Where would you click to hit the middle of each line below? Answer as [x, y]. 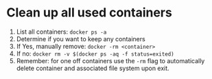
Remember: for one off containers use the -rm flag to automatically [110, 60]
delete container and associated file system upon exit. [93, 68]
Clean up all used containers [89, 13]
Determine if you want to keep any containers [81, 38]
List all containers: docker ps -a [61, 32]
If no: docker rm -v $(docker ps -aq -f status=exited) [95, 54]
